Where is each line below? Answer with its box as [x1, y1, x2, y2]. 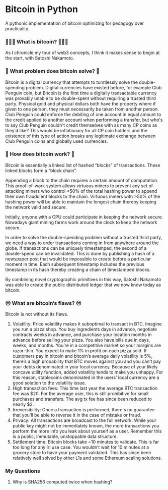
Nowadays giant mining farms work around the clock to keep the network [5, 219, 157, 225]
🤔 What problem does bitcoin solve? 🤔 [5, 68, 100, 75]
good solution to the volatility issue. [12, 380, 87, 386]
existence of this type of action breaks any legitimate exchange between [5, 133, 156, 139]
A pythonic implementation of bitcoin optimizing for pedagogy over [5, 20, 144, 26]
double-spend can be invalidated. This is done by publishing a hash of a [5, 250, 155, 256]
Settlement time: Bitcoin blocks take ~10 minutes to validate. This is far [12, 439, 159, 445]
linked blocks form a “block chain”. [5, 168, 77, 174]
